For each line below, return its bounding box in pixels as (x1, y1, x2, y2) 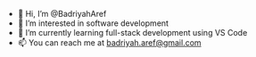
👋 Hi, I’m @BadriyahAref (17, 9, 107, 19)
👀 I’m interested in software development (17, 18, 169, 28)
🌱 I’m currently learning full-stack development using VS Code (17, 28, 248, 37)
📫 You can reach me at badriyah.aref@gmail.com (17, 37, 202, 48)
